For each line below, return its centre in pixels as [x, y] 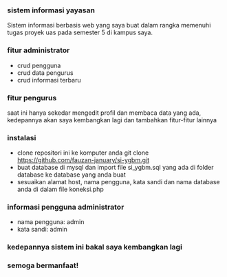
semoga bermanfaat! [43, 265]
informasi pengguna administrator [66, 207]
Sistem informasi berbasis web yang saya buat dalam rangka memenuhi [109, 25]
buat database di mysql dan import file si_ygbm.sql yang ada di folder [116, 168]
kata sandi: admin [42, 230]
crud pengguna [39, 65]
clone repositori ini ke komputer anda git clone [83, 153]
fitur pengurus [32, 98]
